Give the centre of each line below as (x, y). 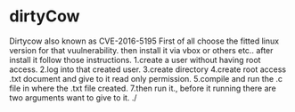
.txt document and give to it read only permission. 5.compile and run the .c (146, 78)
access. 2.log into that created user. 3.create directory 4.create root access (148, 69)
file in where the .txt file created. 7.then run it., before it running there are (143, 88)
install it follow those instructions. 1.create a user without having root (135, 60)
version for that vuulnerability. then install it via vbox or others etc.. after (141, 50)
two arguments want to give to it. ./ (73, 97)
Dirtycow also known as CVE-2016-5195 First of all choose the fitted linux (144, 41)
